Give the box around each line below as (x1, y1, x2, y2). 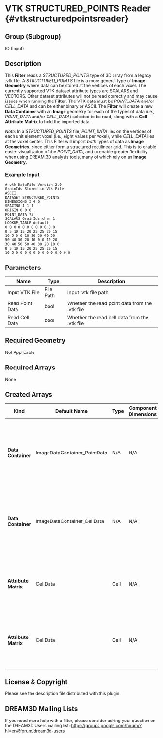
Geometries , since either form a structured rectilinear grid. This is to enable (5, 144, 157, 150)
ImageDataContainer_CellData (35, 518, 104, 525)
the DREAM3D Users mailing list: (5, 722, 70, 728)
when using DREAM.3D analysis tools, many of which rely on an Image (5, 154, 147, 160)
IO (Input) (5, 46, 24, 51)
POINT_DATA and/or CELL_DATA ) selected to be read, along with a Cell (5, 114, 147, 119)
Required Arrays (5, 364, 56, 372)
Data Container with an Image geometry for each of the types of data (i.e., (5, 108, 155, 114)
